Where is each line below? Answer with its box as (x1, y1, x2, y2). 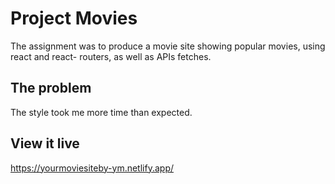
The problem (10, 80, 92, 97)
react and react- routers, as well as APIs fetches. (10, 50, 212, 62)
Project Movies (10, 7, 138, 30)
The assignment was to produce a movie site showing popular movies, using (10, 40, 326, 52)
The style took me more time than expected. (10, 106, 193, 118)
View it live (10, 135, 80, 152)
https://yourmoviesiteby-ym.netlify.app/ (10, 162, 175, 174)
